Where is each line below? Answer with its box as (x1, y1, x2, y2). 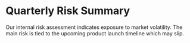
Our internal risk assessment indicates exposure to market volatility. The (5, 24, 183, 31)
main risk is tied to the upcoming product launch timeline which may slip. (5, 29, 185, 37)
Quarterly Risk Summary (5, 4, 130, 18)
